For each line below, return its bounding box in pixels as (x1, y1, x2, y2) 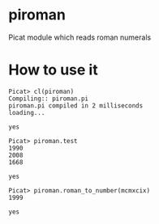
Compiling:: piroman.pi (8, 95, 89, 103)
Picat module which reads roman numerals (8, 32, 152, 42)
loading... (8, 108, 45, 116)
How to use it (8, 61, 99, 79)
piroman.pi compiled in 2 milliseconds (8, 101, 144, 110)
